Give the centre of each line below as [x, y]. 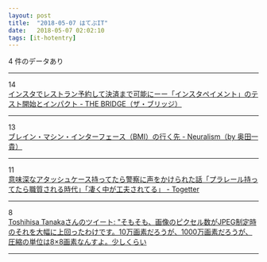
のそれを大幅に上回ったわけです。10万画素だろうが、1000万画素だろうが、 [130, 232]
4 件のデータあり [36, 61]
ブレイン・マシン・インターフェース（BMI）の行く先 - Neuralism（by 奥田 [130, 137]
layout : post [30, 15]
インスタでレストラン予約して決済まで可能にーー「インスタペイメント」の [130, 94]
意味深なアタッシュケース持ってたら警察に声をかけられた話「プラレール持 [130, 179]
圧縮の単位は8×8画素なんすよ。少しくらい [77, 242]
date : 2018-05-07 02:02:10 [56, 30]
